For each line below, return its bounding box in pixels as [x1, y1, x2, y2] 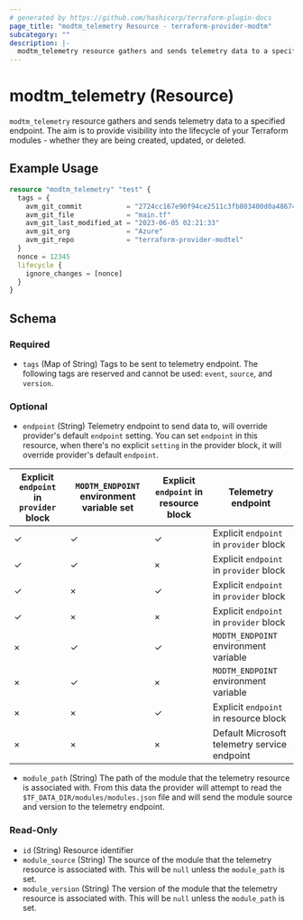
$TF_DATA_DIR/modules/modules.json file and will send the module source [22, 792, 293, 803]
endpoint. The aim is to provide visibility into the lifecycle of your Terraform [9, 126, 289, 136]
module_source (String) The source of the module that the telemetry [22, 854, 272, 865]
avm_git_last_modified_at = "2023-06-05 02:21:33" [25, 219, 220, 228]
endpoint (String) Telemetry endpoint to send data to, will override [22, 421, 268, 432]
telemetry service [212, 738, 287, 751]
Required [9, 338, 50, 351]
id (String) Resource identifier [22, 844, 133, 855]
